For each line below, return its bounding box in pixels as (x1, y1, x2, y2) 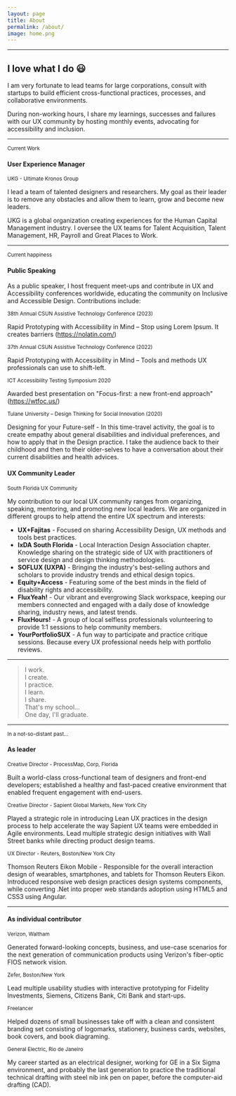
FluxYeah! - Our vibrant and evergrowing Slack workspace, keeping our (17, 592, 226, 601)
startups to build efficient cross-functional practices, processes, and (7, 89, 206, 97)
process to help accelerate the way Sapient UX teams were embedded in (7, 821, 219, 830)
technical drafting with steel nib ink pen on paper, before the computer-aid (7, 1073, 223, 1082)
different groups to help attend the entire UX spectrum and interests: (7, 511, 206, 521)
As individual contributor (7, 915, 82, 924)
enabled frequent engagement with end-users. (7, 788, 143, 796)
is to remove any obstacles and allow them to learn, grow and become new (7, 195, 225, 204)
